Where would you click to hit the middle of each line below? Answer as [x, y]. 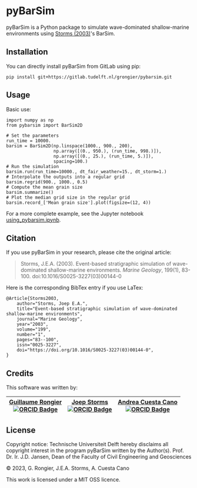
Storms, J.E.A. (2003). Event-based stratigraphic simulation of [96, 264]
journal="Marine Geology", [50, 319]
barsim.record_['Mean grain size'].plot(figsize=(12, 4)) [79, 202]
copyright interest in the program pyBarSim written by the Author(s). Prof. [95, 450]
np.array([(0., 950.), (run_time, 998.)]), [107, 151]
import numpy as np [30, 120]
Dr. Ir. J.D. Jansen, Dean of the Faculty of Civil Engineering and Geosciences [99, 457]
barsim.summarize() [30, 192]
